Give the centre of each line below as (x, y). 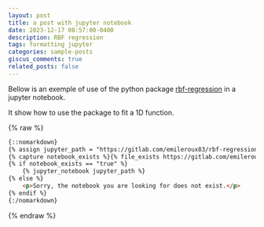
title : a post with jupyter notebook (70, 23)
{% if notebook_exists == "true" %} (68, 164)
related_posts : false (44, 67)
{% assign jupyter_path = (50, 149)
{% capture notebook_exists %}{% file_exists (84, 157)
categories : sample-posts (50, 52)
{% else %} (26, 179)
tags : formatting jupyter (50, 45)
